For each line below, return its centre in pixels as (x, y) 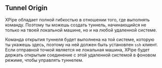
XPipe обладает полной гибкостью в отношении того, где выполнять (78, 19)
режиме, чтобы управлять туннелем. (44, 60)
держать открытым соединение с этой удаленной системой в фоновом (81, 55)
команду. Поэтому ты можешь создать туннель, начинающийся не (76, 25)
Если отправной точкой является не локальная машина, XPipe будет (78, 50)
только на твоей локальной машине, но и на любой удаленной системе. (81, 30)
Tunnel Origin (26, 8)
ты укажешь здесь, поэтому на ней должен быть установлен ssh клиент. (81, 44)
